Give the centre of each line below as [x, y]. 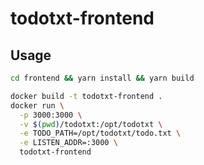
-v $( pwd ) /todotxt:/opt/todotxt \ [91, 124]
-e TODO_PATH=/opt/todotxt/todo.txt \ [100, 133]
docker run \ [37, 105]
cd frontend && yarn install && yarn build [102, 78]
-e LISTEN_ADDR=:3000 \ [68, 143]
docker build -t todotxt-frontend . [86, 96]
